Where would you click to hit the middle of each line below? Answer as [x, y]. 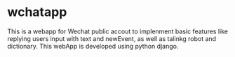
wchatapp [37, 12]
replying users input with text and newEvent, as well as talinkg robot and [112, 38]
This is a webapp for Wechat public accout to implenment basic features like [117, 31]
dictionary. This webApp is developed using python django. [93, 46]
